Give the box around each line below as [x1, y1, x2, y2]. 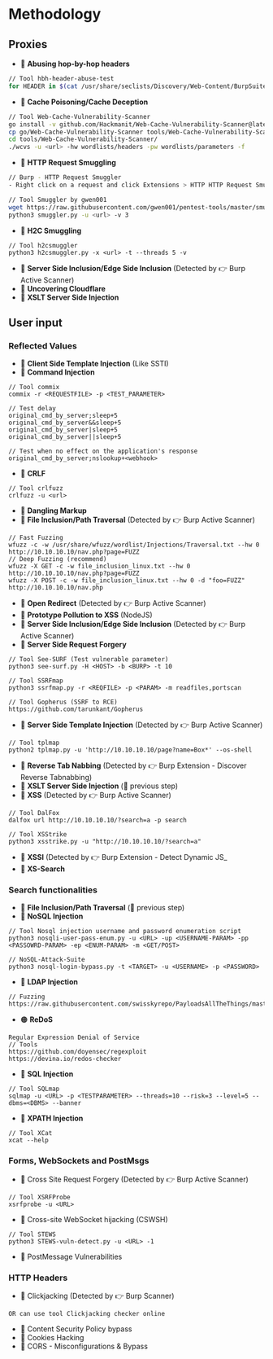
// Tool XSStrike [8, 831, 67, 839]
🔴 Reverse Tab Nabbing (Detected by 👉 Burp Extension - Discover [19, 761, 247, 770]
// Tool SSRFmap [8, 677, 63, 685]
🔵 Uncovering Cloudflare [19, 283, 106, 293]
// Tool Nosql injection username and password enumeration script [8, 927, 242, 936]
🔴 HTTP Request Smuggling [19, 158, 116, 168]
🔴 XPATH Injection [19, 1113, 84, 1124]
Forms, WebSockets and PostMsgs [8, 1155, 149, 1167]
